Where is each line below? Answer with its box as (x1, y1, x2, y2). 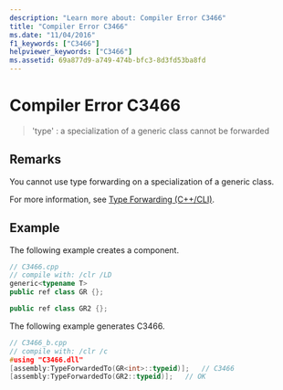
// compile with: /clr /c (9, 346, 108, 356)
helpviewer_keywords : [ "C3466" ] (9, 47, 132, 57)
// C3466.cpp (9, 262, 59, 271)
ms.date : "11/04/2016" (9, 30, 96, 39)
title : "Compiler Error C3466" (9, 22, 129, 31)
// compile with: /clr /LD (9, 270, 112, 279)
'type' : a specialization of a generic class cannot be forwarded (31, 125, 270, 136)
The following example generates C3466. (9, 321, 165, 332)
